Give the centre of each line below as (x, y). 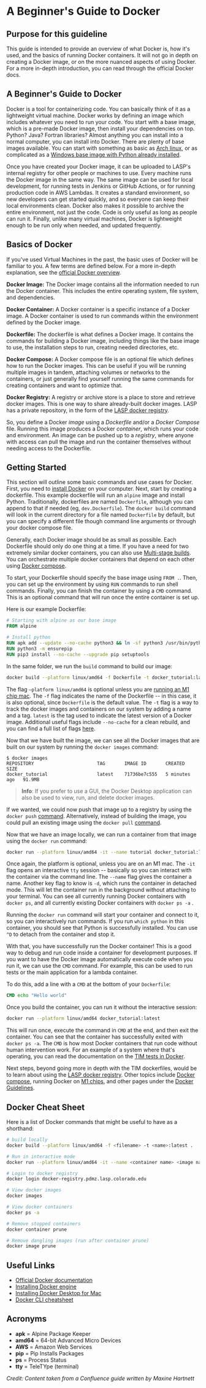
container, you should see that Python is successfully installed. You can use (102, 928)
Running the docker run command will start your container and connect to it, (103, 915)
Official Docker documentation (54, 1280)
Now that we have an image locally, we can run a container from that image (101, 834)
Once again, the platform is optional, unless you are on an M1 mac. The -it (101, 864)
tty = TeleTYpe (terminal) (47, 1366)
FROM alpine (21, 626)
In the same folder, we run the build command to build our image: (90, 666)
